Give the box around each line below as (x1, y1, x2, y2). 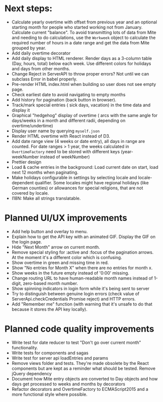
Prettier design (11, 159, 42, 165)
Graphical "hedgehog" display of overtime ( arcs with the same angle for (11, 112, 158, 118)
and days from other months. (11, 65, 70, 71)
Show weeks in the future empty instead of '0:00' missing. (11, 270, 130, 276)
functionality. (11, 344, 38, 350)
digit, (11, 280, 22, 286)
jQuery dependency (11, 370, 52, 376)
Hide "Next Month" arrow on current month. (11, 244, 101, 250)
